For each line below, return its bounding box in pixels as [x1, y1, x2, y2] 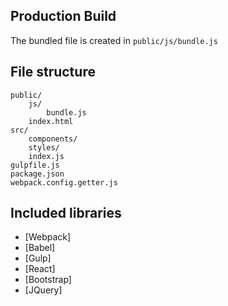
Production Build [10, 8, 117, 25]
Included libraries [10, 205, 122, 222]
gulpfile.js [10, 160, 60, 170]
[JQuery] [24, 284, 63, 296]
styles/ [28, 142, 60, 153]
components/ [28, 134, 78, 144]
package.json [10, 169, 65, 179]
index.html [28, 116, 74, 126]
